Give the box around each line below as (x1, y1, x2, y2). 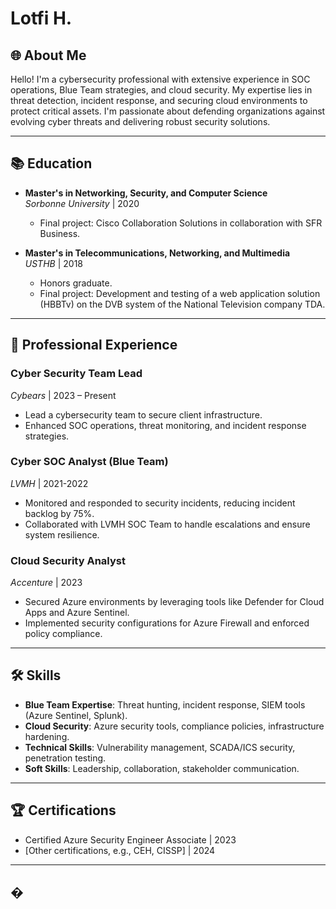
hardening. (24, 730, 70, 742)
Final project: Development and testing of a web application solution (39, 287, 321, 299)
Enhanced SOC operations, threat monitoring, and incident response (24, 419, 307, 431)
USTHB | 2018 (24, 257, 83, 269)
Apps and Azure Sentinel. (24, 607, 130, 619)
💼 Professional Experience (10, 337, 178, 354)
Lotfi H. (10, 7, 73, 30)
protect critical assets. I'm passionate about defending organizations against (10, 105, 326, 117)
